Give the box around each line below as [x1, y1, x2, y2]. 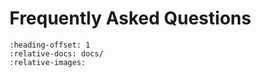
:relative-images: [9, 57, 86, 67]
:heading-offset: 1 [9, 40, 91, 50]
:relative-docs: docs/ [9, 48, 104, 59]
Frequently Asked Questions [9, 7, 252, 30]
